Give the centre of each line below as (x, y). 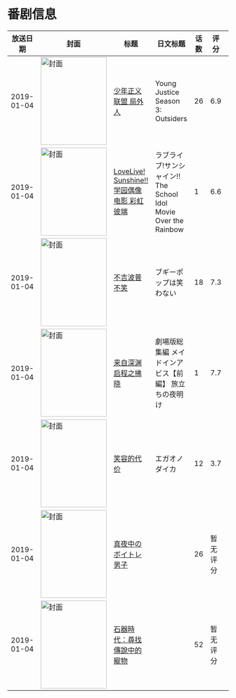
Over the (169, 220)
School (166, 194)
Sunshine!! (131, 180)
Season (168, 101)
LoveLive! (129, 171)
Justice (167, 92)
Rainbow (169, 229)
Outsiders (171, 118)
